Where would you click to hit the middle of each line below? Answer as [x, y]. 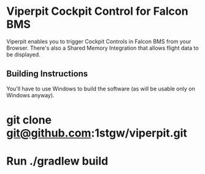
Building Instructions [47, 74]
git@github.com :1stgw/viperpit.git [97, 133]
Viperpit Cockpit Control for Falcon [97, 11]
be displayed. [24, 54]
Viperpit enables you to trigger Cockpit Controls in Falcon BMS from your [99, 41]
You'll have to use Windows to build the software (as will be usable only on [101, 89]
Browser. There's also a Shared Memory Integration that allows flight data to [102, 48]
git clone [29, 120]
